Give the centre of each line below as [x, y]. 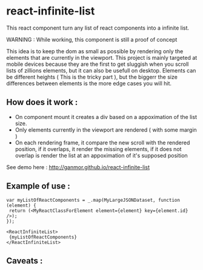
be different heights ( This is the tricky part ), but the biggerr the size [92, 77]
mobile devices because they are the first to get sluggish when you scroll [98, 64]
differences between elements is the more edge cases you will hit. [89, 83]
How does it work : [42, 102]
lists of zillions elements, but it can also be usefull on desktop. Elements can [101, 70]
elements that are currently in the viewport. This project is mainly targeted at [102, 57]
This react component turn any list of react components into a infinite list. [98, 28]
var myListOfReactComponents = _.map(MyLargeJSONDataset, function [93, 200]
